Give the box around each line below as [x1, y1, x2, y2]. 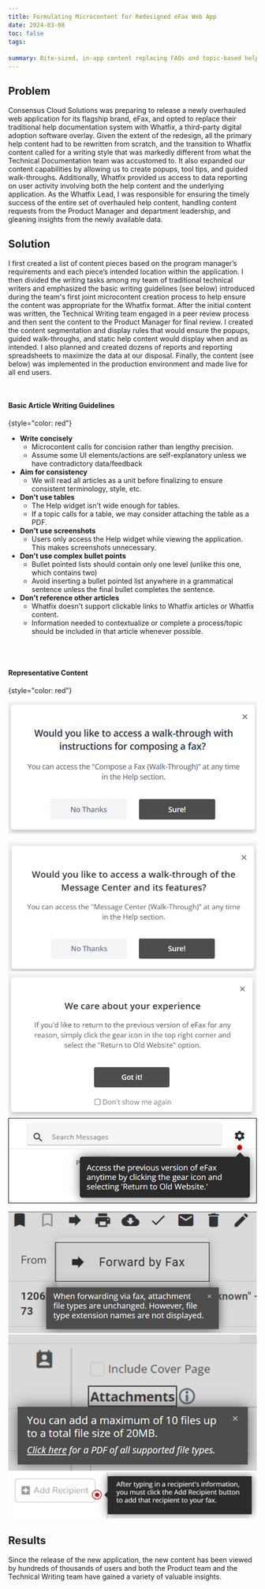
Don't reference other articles [19, 593, 120, 602]
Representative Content [8, 668, 88, 678]
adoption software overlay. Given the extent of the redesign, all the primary [8, 130, 252, 140]
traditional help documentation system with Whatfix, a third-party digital [8, 122, 242, 132]
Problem [8, 84, 51, 98]
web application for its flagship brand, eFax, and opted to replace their [8, 114, 237, 123]
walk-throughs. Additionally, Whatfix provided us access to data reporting [8, 172, 248, 182]
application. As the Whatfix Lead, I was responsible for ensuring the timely [8, 189, 250, 199]
